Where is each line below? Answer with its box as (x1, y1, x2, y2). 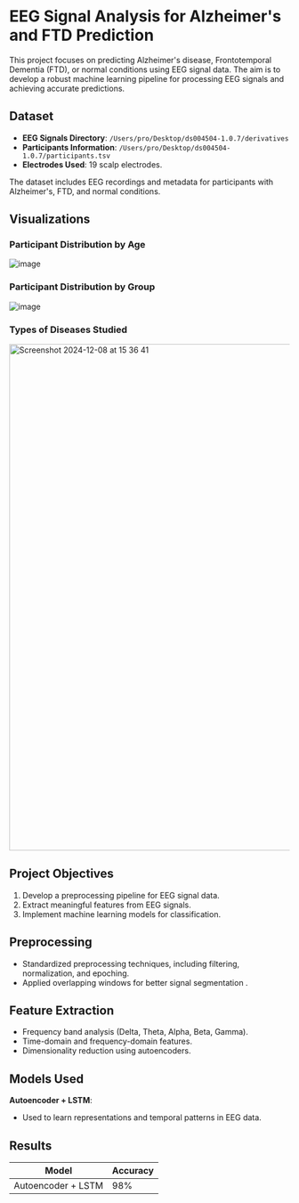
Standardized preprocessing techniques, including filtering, (21, 958, 240, 969)
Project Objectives (9, 866, 114, 882)
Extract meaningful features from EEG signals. (21, 899, 191, 910)
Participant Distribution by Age (9, 239, 146, 251)
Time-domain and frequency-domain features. (21, 1036, 193, 1047)
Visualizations (9, 212, 91, 227)
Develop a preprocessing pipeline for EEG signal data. (21, 890, 220, 900)
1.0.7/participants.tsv (21, 151, 111, 160)
